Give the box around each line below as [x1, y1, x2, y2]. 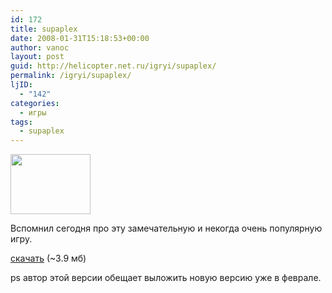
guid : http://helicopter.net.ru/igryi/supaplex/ [10, 61, 217, 71]
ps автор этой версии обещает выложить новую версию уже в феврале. [10, 272, 322, 284]
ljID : [10, 80, 33, 90]
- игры [19, 107, 47, 118]
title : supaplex [10, 24, 78, 34]
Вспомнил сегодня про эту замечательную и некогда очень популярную [10, 222, 323, 235]
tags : [10, 117, 33, 127]
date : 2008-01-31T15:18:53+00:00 [10, 33, 150, 43]
